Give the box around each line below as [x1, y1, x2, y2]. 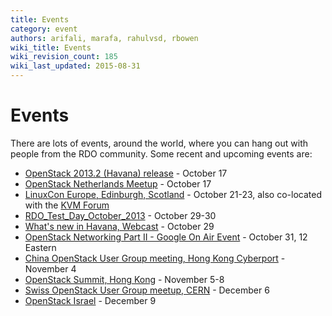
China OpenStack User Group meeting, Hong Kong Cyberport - [24, 252, 286, 264]
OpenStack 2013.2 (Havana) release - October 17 [24, 167, 228, 179]
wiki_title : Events [10, 42, 92, 53]
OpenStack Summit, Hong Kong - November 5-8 [24, 273, 225, 285]
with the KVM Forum [24, 199, 110, 211]
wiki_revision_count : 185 [10, 52, 118, 62]
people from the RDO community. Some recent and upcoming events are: [10, 147, 313, 160]
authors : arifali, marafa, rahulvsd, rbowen [10, 33, 199, 43]
